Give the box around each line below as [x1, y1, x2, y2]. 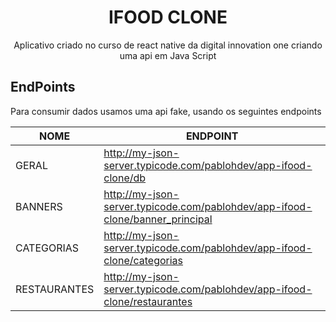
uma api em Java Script [119, 49, 217, 61]
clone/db [103, 171, 147, 185]
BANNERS [15, 199, 63, 213]
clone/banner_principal [103, 212, 213, 226]
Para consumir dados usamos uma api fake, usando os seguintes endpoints [10, 105, 322, 117]
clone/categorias [103, 253, 184, 267]
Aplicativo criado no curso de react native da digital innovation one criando [13, 39, 323, 51]
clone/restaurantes [103, 294, 193, 308]
